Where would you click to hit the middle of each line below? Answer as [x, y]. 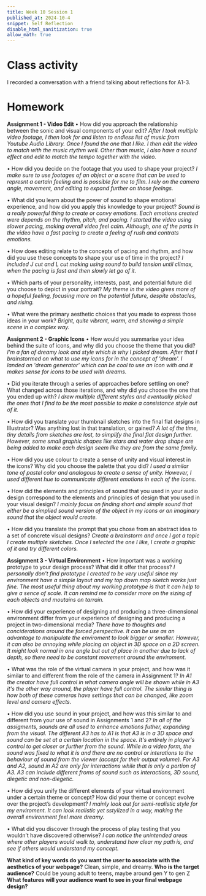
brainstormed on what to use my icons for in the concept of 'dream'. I [95, 359]
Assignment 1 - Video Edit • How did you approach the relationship [93, 124]
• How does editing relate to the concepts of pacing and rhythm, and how [100, 251]
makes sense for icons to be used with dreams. [67, 372]
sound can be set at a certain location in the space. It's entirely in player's [101, 740]
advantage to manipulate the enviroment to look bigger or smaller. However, [103, 637]
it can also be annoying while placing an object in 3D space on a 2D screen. [103, 644]
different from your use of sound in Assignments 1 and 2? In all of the [94, 720]
